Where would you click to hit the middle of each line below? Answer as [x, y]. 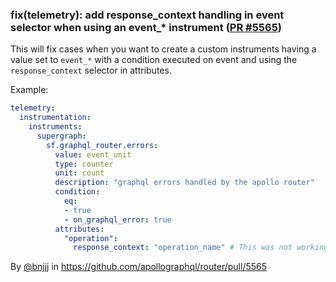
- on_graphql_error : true [117, 219]
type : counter [84, 164]
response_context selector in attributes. [91, 70]
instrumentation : [55, 118]
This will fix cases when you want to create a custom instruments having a [163, 49]
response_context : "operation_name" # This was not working [201, 248]
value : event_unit [93, 154]
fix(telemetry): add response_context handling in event [147, 15]
